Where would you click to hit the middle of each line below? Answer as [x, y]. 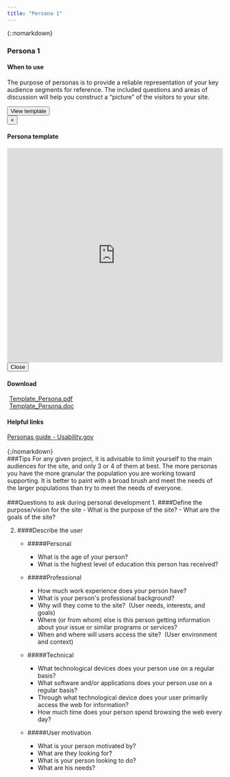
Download [22, 383]
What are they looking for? [75, 753]
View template [28, 111]
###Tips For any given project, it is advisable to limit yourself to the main [110, 459]
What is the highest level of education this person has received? [128, 564]
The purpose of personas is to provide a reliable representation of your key [113, 82]
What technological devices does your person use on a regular [126, 669]
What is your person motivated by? [87, 746]
